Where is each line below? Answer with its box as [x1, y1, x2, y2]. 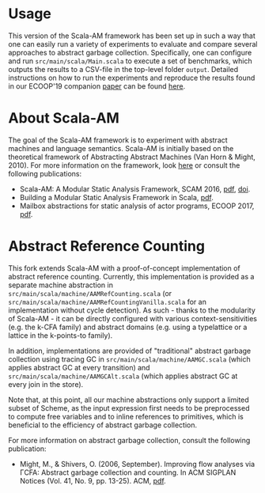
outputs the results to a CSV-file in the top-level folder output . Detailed [8, 64, 239, 74]
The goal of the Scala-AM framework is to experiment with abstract [8, 135, 228, 145]
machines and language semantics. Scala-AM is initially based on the [8, 143, 234, 153]
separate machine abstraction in [8, 280, 113, 290]
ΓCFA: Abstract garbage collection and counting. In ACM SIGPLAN [19, 468, 237, 477]
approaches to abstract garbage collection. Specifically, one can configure [8, 47, 252, 57]
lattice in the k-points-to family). [8, 330, 113, 340]
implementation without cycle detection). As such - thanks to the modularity [8, 305, 256, 315]
